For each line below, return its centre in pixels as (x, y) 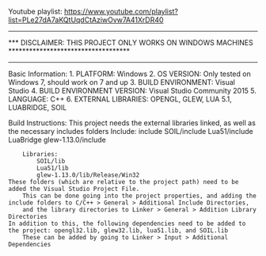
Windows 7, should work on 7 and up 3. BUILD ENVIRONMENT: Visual (122, 82)
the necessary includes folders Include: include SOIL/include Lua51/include (131, 131)
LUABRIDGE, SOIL (38, 107)
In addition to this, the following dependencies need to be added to (127, 224)
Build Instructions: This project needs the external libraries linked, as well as (132, 123)
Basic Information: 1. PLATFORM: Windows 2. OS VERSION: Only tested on (129, 74)
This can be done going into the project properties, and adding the (140, 196)
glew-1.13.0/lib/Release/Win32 (88, 175)
